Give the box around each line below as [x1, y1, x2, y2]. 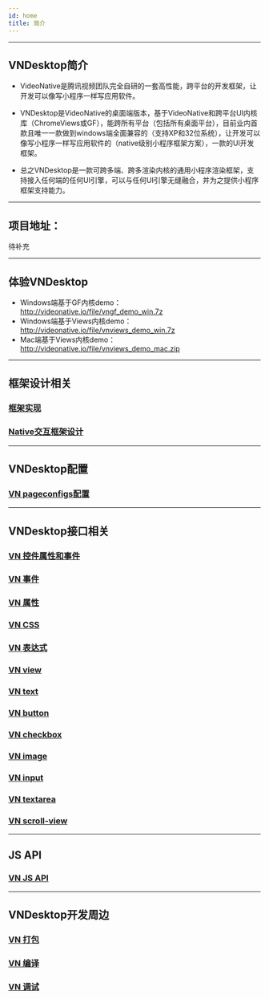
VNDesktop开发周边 [8, 908, 110, 922]
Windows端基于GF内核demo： [19, 298, 122, 307]
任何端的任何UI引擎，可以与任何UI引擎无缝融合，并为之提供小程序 [41, 176, 259, 185]
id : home [8, 11, 38, 20]
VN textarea [8, 794, 56, 805]
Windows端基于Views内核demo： [19, 316, 132, 326]
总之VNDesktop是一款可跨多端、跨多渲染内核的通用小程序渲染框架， [19, 165, 247, 175]
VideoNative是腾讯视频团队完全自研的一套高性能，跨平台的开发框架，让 [19, 81, 258, 91]
